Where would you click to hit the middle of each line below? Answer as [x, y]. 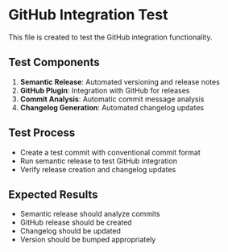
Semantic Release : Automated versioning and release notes [120, 81]
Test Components [54, 62]
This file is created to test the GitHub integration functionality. [110, 37]
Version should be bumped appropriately [88, 240]
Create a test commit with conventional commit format [110, 152]
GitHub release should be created [76, 222]
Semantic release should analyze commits [90, 214]
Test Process [42, 133]
